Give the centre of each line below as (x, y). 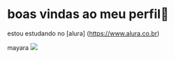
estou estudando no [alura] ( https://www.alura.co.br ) (84, 33)
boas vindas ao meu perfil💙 (88, 14)
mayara (18, 47)
